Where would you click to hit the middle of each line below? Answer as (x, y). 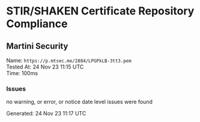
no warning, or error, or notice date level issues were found (80, 102)
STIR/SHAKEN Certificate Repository (100, 11)
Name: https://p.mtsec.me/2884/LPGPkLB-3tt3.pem (69, 60)
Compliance (37, 24)
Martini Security (37, 46)
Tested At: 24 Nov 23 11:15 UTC (45, 67)
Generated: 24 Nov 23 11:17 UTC (46, 114)
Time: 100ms (22, 73)
